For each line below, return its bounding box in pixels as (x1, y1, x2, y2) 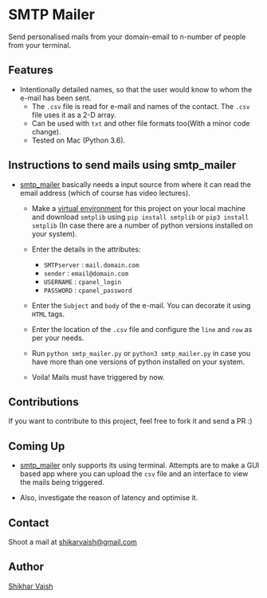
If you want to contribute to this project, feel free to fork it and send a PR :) (8, 416, 253, 426)
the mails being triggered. (19, 478, 105, 487)
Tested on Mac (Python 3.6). (31, 135, 126, 145)
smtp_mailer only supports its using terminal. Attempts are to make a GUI (19, 460, 260, 471)
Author (8, 560, 44, 574)
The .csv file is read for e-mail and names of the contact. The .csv (31, 101, 250, 111)
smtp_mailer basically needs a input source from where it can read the (19, 179, 251, 189)
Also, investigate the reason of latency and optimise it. (19, 493, 198, 502)
